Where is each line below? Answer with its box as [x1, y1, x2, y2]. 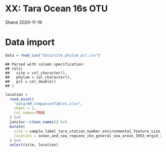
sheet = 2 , [14, 106, 37, 111]
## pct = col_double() [5, 79, 56, 84]
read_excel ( [9, 97, 35, 102]
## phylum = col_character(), [5, 75, 72, 79]
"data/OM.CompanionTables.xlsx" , [14, 101, 83, 106]
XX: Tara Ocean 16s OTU [5, 3, 108, 14]
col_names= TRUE [14, 111, 45, 115]
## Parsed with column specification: [5, 62, 85, 67]
